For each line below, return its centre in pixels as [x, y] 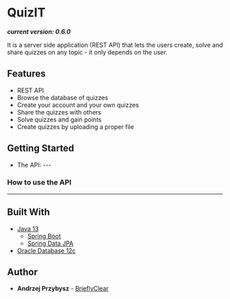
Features [26, 74]
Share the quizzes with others [59, 112]
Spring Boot [44, 236]
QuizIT [26, 13]
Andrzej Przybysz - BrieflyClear [63, 289]
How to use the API [39, 182]
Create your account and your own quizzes [78, 105]
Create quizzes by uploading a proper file [76, 127]
